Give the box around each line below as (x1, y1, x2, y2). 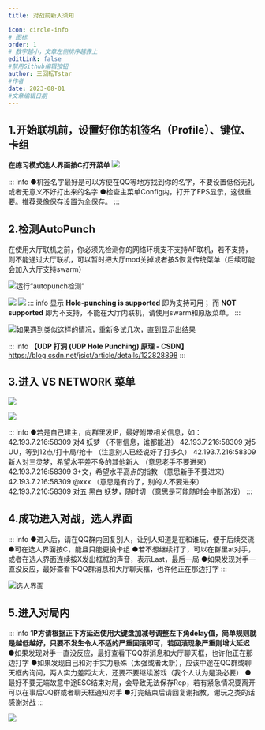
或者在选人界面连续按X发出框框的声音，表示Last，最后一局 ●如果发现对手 (8, 554, 250, 563)
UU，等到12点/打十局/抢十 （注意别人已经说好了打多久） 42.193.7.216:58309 (8, 447, 256, 457)
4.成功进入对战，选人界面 (8, 512, 132, 525)
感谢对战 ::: (8, 698, 45, 707)
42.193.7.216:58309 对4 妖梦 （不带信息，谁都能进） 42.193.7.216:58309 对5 (8, 437, 256, 446)
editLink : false (8, 55, 62, 63)
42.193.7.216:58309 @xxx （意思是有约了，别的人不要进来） (8, 476, 203, 486)
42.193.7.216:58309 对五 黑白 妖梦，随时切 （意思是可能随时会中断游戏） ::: (8, 487, 253, 496)
